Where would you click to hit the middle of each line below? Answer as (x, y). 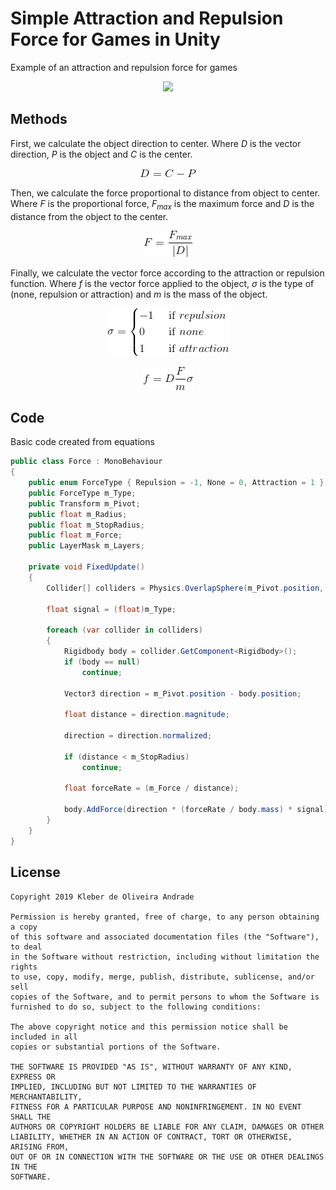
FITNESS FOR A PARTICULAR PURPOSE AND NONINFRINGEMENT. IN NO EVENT (156, 1107)
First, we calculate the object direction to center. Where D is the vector (156, 143)
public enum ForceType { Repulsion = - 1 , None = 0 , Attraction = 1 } (176, 483)
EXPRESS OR (33, 1077)
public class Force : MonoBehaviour (86, 462)
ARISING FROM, (40, 1147)
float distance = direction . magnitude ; (146, 715)
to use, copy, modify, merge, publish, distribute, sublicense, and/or (162, 977)
